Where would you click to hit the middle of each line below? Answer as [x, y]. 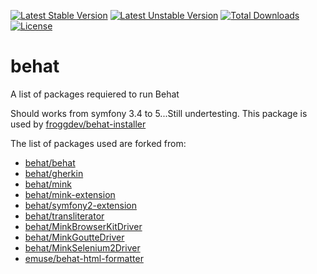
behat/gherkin [54, 173]
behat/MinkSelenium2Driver [82, 247]
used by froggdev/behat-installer [78, 124]
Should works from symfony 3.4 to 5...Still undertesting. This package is [159, 113]
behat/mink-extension [70, 194]
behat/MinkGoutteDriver [74, 237]
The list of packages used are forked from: [98, 143]
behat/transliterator [64, 216]
